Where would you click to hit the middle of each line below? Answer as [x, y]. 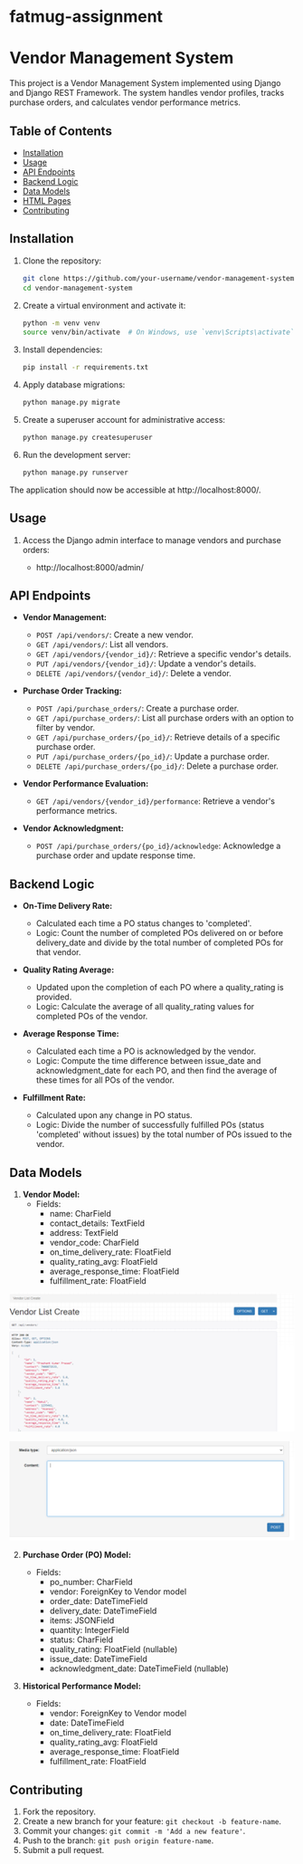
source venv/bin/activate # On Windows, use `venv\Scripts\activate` [158, 332]
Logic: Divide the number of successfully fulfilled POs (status [150, 1125]
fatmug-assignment [86, 17]
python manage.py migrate [71, 403]
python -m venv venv [61, 323]
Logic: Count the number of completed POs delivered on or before [159, 933]
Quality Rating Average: [68, 970]
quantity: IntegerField [89, 1630]
